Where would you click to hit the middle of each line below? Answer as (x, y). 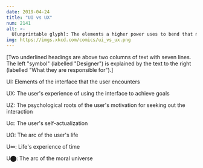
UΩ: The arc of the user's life (42, 135)
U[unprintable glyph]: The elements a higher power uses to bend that (102, 34)
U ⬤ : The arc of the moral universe (50, 158)
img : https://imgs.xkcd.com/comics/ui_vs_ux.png (69, 40)
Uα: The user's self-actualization (47, 123)
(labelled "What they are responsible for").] (60, 70)
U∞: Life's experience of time (43, 147)
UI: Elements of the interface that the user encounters (73, 82)
